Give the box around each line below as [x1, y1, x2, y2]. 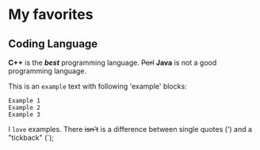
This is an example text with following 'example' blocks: [8, 81, 188, 91]
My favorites [8, 6, 94, 24]
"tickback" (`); [8, 133, 54, 142]
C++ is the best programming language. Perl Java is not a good [8, 58, 217, 67]
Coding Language [8, 37, 98, 51]
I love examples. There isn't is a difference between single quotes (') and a [8, 125, 252, 133]
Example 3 [8, 111, 41, 118]
